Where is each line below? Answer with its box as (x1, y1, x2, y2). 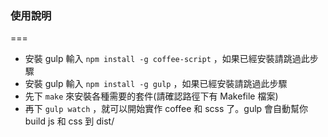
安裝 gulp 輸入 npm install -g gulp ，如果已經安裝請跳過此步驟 (24, 78, 288, 90)
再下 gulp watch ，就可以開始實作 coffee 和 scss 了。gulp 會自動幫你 (24, 103, 309, 115)
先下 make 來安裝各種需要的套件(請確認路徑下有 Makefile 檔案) (24, 90, 279, 102)
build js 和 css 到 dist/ (24, 115, 115, 127)
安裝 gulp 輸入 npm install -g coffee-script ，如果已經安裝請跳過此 (24, 53, 310, 65)
